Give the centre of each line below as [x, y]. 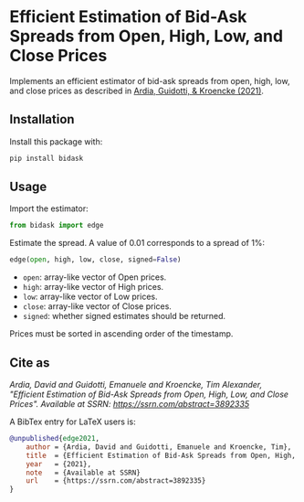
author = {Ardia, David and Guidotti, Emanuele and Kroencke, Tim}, [159, 447]
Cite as [30, 363]
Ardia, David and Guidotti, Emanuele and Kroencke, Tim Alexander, [136, 385]
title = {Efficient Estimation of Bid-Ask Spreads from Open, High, [161, 455]
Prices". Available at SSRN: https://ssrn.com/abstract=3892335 [129, 404]
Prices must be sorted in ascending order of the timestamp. [121, 334]
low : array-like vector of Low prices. [90, 297]
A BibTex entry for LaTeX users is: [73, 422]
